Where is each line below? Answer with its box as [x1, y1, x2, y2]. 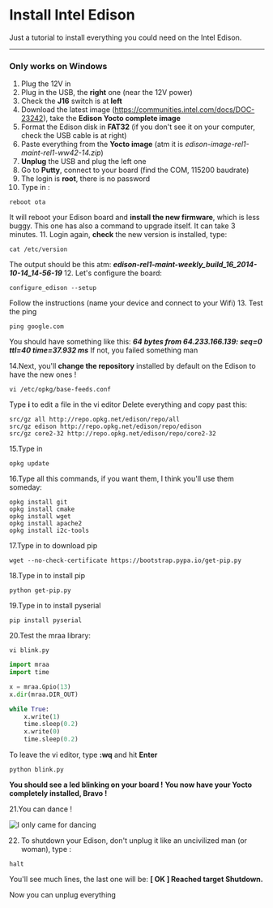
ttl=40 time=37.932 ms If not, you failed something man [9, 345, 198, 355]
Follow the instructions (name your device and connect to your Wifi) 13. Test [9, 298, 263, 308]
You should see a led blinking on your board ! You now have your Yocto [9, 780, 253, 789]
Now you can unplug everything [9, 890, 117, 900]
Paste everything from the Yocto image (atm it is [20, 140, 184, 149]
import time [9, 668, 49, 677]
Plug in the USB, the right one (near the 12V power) [20, 88, 193, 97]
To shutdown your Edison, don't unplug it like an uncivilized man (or [20, 836, 248, 845]
